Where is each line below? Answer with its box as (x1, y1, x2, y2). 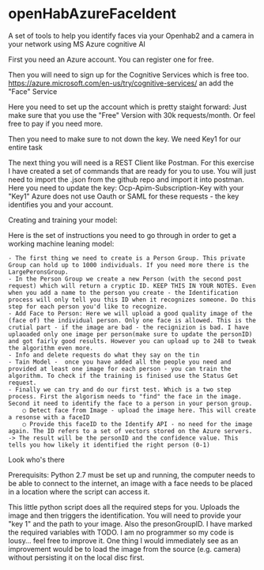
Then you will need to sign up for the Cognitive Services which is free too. (8, 70, 249, 79)
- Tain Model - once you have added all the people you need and (8, 357, 232, 366)
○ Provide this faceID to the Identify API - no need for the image (22, 420, 253, 428)
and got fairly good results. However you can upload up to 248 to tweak (8, 337, 257, 345)
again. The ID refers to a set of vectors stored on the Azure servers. (8, 427, 253, 435)
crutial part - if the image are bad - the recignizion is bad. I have (8, 323, 249, 331)
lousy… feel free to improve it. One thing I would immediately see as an (8, 535, 239, 545)
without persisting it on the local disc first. (8, 553, 145, 562)
